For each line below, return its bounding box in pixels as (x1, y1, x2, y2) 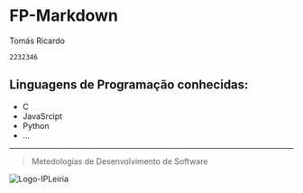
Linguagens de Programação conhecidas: (9, 78, 249, 93)
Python (22, 120, 50, 131)
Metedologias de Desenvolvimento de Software (31, 155, 208, 167)
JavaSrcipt (22, 110, 63, 122)
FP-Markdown (9, 5, 119, 26)
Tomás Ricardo (9, 35, 66, 46)
